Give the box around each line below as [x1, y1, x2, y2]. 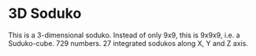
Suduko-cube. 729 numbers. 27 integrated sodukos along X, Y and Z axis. [8, 38, 248, 47]
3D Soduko [8, 5, 82, 23]
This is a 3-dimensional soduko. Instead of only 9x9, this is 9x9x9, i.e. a [8, 30, 240, 40]
